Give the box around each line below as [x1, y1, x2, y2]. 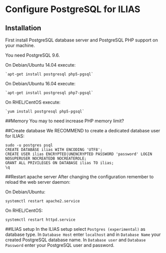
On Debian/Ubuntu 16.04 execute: [5, 81, 76, 86]
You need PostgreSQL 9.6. [5, 52, 60, 58]
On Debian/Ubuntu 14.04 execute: [5, 62, 76, 68]
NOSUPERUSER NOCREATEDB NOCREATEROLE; [5, 156, 87, 161]
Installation [5, 24, 41, 32]
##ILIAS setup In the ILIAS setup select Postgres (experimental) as [5, 226, 146, 232]
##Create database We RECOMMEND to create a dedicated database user [5, 128, 160, 133]
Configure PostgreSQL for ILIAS [5, 4, 140, 15]
